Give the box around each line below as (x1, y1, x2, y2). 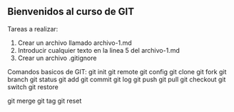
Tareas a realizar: (7, 24, 58, 33)
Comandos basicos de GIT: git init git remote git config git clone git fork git (7, 67, 227, 76)
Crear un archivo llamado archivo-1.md (17, 39, 132, 47)
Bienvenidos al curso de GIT (7, 6, 134, 18)
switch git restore (7, 82, 59, 91)
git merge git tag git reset (7, 96, 82, 105)
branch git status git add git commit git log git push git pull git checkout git (7, 75, 226, 83)
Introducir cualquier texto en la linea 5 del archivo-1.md (17, 46, 180, 54)
